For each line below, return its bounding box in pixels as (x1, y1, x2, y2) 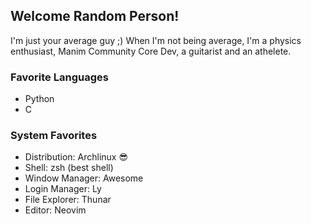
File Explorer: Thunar (24, 194, 112, 206)
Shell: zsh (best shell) (24, 162, 114, 174)
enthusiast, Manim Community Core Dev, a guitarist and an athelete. (10, 45, 292, 57)
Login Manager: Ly (24, 183, 102, 195)
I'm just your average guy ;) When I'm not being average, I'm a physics (10, 34, 302, 46)
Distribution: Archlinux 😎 (24, 151, 128, 163)
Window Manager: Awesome (24, 172, 144, 184)
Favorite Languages (10, 70, 109, 84)
